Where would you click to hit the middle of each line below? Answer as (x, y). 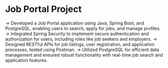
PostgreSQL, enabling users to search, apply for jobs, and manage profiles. (83, 28)
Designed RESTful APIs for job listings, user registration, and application (80, 44)
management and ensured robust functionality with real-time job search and (84, 55)
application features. (26, 60)
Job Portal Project (44, 9)
